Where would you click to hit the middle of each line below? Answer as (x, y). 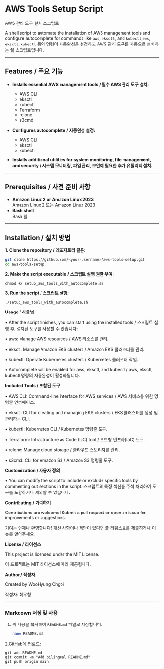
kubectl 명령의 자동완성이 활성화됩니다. (42, 376)
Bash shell (23, 210)
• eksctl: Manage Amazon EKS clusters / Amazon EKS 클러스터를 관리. (75, 349)
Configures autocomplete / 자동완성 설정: (53, 130)
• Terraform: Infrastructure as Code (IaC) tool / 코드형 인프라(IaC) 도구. (75, 440)
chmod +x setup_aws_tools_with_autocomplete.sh (54, 284)
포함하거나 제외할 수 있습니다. (42, 492)
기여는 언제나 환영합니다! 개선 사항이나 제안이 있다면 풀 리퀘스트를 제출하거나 (78, 528)
